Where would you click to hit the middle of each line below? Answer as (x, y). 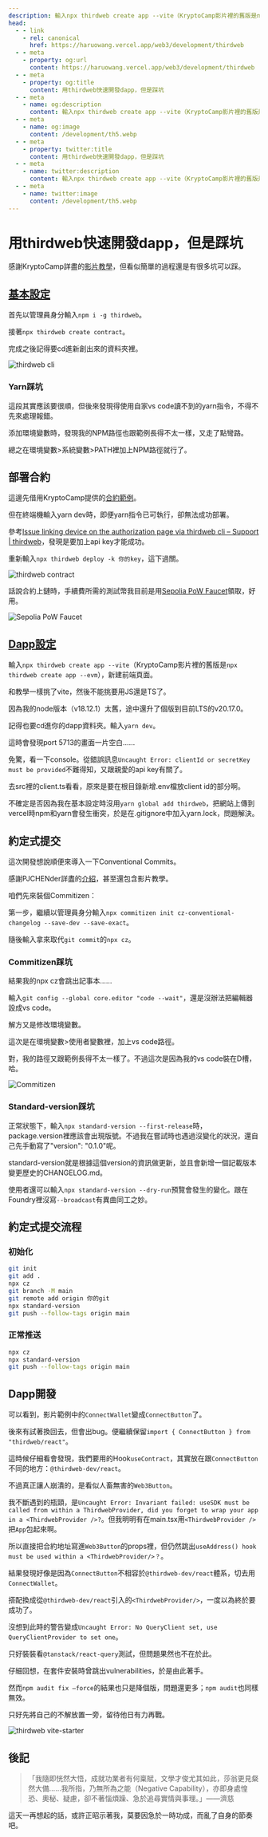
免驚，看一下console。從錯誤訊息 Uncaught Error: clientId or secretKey (129, 759)
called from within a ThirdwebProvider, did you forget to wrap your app (134, 1511)
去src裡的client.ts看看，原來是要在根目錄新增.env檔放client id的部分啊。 (126, 786)
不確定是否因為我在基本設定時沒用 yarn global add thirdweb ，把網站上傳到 (132, 803)
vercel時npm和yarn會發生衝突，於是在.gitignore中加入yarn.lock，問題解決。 (134, 814)
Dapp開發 (32, 1394)
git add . (25, 1276)
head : (17, 23)
